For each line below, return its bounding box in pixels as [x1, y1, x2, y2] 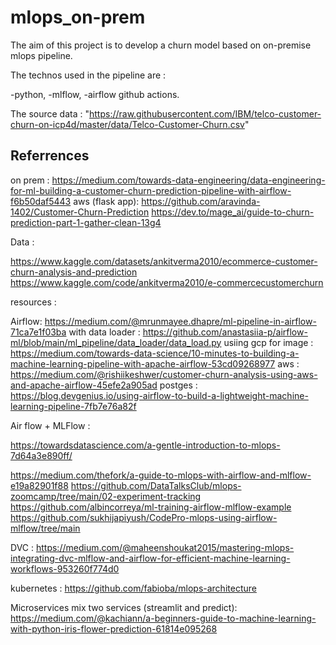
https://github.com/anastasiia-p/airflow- [142, 326, 308, 338]
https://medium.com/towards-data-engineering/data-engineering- [51, 174, 326, 186]
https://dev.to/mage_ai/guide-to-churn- [151, 206, 315, 218]
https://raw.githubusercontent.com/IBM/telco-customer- [89, 107, 322, 120]
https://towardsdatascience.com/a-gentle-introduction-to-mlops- [10, 439, 281, 451]
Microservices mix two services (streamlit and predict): [10, 601, 238, 613]
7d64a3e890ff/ [10, 449, 73, 461]
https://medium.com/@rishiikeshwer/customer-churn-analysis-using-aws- [10, 368, 318, 380]
